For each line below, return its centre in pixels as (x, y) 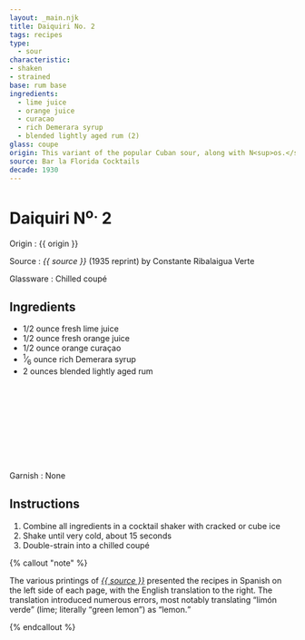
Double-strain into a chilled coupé (86, 545)
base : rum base (38, 85)
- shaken (26, 69)
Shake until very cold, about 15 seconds (97, 536)
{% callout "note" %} (49, 563)
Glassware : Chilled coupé (58, 279)
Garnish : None (38, 475)
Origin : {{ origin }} (44, 243)
